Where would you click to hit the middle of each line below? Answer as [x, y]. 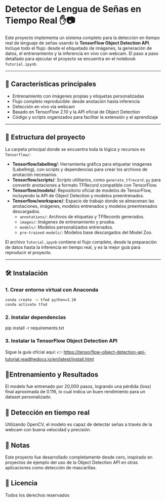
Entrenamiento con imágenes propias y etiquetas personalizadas [78, 96]
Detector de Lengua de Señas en [73, 9]
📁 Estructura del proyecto [45, 137]
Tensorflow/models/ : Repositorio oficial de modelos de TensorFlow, [82, 190]
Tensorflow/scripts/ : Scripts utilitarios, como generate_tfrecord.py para [86, 180]
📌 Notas [18, 445]
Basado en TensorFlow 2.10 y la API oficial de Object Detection [76, 112]
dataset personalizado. [28, 397]
